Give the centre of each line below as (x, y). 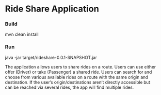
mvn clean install (22, 34)
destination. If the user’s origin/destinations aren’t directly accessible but (78, 82)
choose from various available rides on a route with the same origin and (77, 77)
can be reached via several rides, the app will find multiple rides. (70, 87)
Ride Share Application (52, 9)
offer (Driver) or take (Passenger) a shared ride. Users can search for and (79, 72)
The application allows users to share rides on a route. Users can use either (80, 67)
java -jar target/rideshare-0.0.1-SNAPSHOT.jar (51, 57)
